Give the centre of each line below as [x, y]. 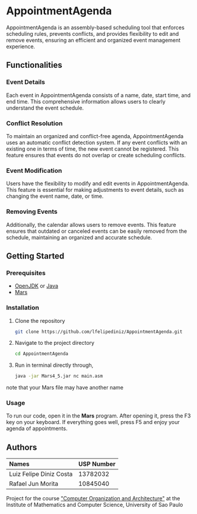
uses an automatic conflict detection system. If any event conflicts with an [97, 142]
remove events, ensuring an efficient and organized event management [93, 40]
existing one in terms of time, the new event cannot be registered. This [93, 149]
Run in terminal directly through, [54, 365]
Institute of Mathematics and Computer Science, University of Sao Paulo [95, 505]
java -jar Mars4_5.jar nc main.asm [59, 376]
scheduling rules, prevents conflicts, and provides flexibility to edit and [93, 33]
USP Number [97, 464]
